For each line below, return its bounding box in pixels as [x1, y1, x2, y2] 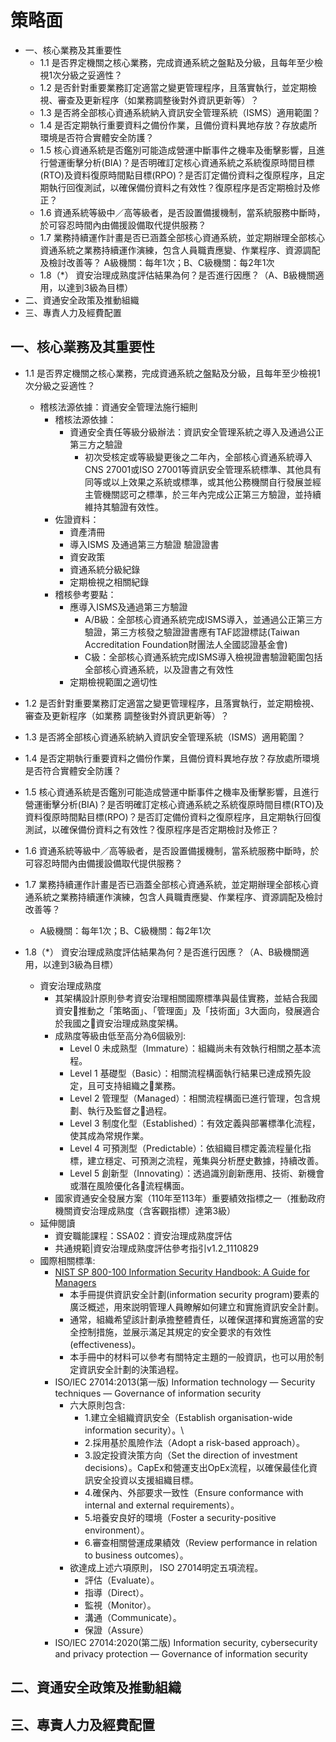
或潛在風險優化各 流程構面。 [69, 1179, 190, 1191]
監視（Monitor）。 [84, 1599, 157, 1611]
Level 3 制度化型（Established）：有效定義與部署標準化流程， [69, 1117, 321, 1129]
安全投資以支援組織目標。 [93, 1474, 199, 1486]
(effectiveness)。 [69, 1338, 142, 1350]
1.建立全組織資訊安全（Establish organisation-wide [84, 1411, 293, 1423]
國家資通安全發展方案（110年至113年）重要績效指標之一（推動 [54, 1192, 308, 1204]
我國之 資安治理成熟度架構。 [63, 1017, 184, 1029]
